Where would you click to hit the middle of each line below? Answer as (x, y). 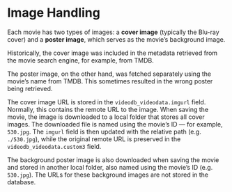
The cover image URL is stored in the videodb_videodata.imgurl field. (107, 102)
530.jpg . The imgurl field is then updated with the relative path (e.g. (105, 131)
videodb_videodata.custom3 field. (54, 146)
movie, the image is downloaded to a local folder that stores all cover (106, 117)
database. (22, 182)
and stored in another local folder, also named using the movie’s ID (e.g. (110, 167)
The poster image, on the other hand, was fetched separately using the (109, 74)
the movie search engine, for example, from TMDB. (81, 60)
